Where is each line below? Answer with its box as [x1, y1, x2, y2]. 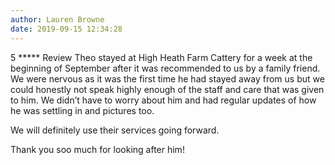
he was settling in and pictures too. [10, 104, 155, 116]
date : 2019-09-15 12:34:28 [10, 24, 123, 34]
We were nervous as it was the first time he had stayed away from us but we [10, 72, 325, 85]
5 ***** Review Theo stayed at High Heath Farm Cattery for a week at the [10, 51, 313, 63]
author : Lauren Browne [10, 14, 105, 25]
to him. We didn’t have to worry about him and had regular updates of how [10, 94, 317, 106]
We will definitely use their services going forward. [10, 124, 220, 136]
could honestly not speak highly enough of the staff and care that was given [10, 83, 325, 95]
